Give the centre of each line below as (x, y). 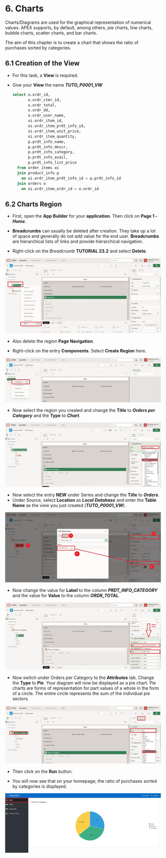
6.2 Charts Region (34, 204)
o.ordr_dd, (39, 110)
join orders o (31, 183)
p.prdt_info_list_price (52, 163)
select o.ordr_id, (31, 95)
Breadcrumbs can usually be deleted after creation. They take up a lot (84, 231)
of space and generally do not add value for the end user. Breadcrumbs (86, 236)
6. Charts (24, 9)
